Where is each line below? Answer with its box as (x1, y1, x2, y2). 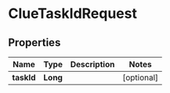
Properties (8, 36, 61, 49)
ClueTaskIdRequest (8, 5, 137, 23)
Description (70, 59, 115, 70)
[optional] (122, 72, 159, 83)
